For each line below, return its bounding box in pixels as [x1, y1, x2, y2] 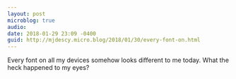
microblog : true [7, 17, 55, 24]
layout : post [7, 10, 46, 18]
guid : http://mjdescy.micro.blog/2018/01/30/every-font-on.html [7, 37, 201, 44]
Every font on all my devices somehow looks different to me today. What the [7, 56, 230, 64]
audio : [7, 23, 27, 30]
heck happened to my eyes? [7, 63, 90, 72]
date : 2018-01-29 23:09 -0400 [7, 30, 97, 37]
